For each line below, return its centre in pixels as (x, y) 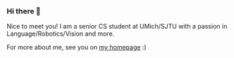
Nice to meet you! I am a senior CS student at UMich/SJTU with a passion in (117, 27)
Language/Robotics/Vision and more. (61, 34)
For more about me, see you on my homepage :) (76, 48)
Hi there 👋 (24, 11)
